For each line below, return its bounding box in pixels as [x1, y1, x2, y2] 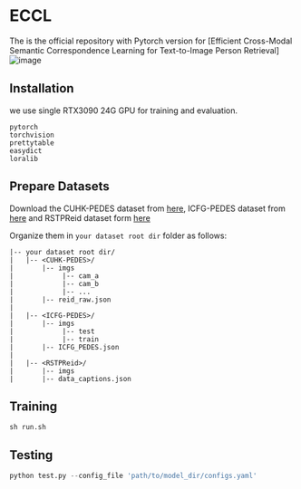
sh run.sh [9, 423, 47, 432]
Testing [9, 447, 53, 463]
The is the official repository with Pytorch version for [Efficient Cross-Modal [9, 35, 293, 46]
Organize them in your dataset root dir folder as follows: [9, 230, 228, 241]
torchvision [9, 130, 54, 139]
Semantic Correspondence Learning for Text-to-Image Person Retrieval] [9, 44, 279, 55]
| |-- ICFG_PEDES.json [9, 342, 120, 351]
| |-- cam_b [9, 279, 100, 288]
